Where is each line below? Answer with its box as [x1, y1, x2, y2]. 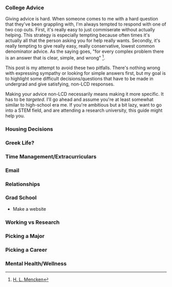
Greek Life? [5, 139, 35, 146]
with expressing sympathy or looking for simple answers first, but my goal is [5, 70, 166, 76]
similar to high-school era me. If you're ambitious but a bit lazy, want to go [5, 101, 162, 108]
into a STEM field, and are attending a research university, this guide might [5, 107, 163, 113]
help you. [5, 112, 25, 119]
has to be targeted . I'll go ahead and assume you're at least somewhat [5, 96, 154, 102]
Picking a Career [5, 246, 48, 253]
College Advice [5, 4, 45, 11]
